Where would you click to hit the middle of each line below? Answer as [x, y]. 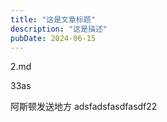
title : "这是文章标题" [53, 19]
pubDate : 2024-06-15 [53, 38]
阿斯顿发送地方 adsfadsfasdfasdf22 [84, 107]
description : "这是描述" [59, 29]
